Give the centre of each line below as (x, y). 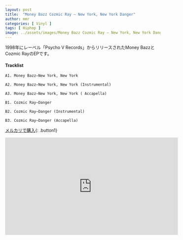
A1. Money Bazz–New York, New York (42, 76)
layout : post (18, 10)
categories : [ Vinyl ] (28, 24)
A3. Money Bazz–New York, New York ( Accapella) (56, 94)
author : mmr (17, 19)
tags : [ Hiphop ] (23, 28)
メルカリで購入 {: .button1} (31, 130)
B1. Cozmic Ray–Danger (28, 102)
